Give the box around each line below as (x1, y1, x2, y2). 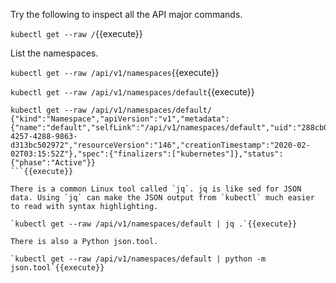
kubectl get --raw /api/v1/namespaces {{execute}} (10, 67, 220, 78)
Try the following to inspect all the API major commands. (10, 9, 243, 20)
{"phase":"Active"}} (10, 158, 97, 168)
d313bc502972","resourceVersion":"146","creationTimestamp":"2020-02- (10, 140, 311, 150)
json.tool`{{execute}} (10, 263, 105, 273)
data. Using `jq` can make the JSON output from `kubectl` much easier (10, 193, 315, 203)
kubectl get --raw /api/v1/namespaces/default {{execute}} (10, 86, 255, 98)
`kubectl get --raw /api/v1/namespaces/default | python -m (10, 254, 267, 264)
